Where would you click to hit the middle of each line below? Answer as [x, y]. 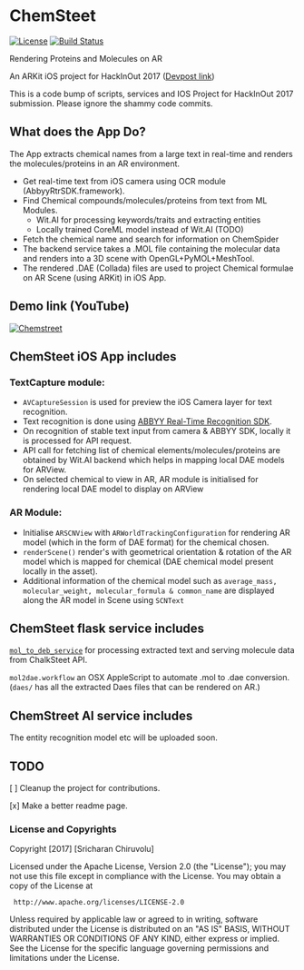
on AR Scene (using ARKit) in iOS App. [94, 277]
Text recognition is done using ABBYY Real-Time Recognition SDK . [147, 421]
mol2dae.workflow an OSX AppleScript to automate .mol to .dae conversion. [150, 678]
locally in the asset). [60, 571]
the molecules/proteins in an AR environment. [94, 163]
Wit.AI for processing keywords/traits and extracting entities [148, 220]
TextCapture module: [57, 382]
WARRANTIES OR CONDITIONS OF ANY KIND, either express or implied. [144, 939]
